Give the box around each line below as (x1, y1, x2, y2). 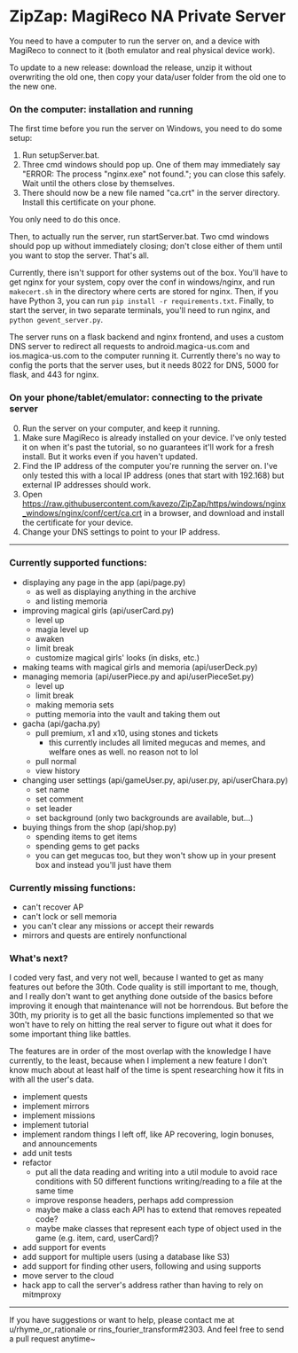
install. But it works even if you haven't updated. (21, 450, 198, 462)
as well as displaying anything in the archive (35, 586, 197, 597)
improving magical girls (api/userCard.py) (21, 605, 175, 615)
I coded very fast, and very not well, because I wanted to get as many (9, 973, 264, 983)
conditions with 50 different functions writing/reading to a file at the (35, 1177, 283, 1187)
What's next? (9, 952, 68, 965)
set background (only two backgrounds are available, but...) (35, 812, 254, 823)
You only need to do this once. (9, 215, 122, 225)
